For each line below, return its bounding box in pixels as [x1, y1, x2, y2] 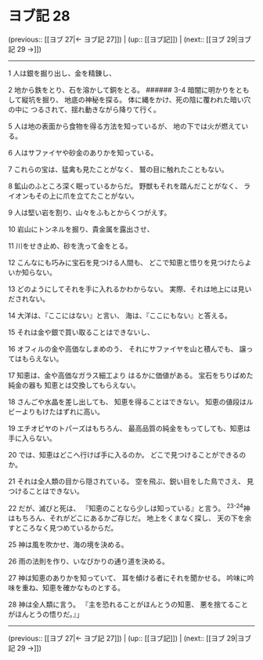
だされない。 [8, 294, 49, 303]
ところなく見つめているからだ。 [14, 523, 118, 532]
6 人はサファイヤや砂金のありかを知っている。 [8, 148, 158, 157]
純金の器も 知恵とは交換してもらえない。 [8, 380, 140, 389]
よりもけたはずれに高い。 [21, 407, 104, 416]
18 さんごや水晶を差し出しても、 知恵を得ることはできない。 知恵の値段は [8, 397, 247, 407]
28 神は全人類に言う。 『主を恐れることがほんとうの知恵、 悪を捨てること [8, 600, 249, 609]
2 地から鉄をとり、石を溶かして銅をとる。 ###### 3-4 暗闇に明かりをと [8, 85, 243, 94]
